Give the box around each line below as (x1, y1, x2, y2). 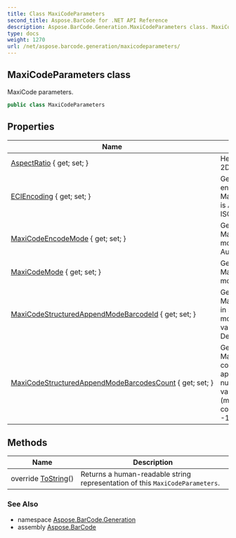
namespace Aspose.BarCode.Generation (17, 515, 136, 524)
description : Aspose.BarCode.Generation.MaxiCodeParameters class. (7, 23, 209, 30)
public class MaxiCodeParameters (7, 101, 105, 108)
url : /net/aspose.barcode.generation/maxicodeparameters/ (7, 43, 181, 50)
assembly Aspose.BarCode (17, 523, 96, 531)
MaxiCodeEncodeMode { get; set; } (11, 233, 126, 243)
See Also (7, 499, 39, 509)
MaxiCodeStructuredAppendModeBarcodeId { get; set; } (11, 309, 197, 319)
